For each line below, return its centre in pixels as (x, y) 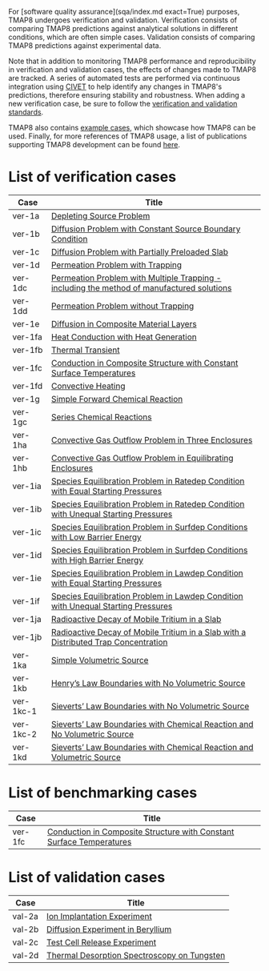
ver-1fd (28, 386)
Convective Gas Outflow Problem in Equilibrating (142, 458)
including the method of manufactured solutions (141, 287)
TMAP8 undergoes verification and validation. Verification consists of (123, 20)
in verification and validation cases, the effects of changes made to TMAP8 (132, 70)
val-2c (25, 942)
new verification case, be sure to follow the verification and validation (123, 104)
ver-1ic (27, 532)
